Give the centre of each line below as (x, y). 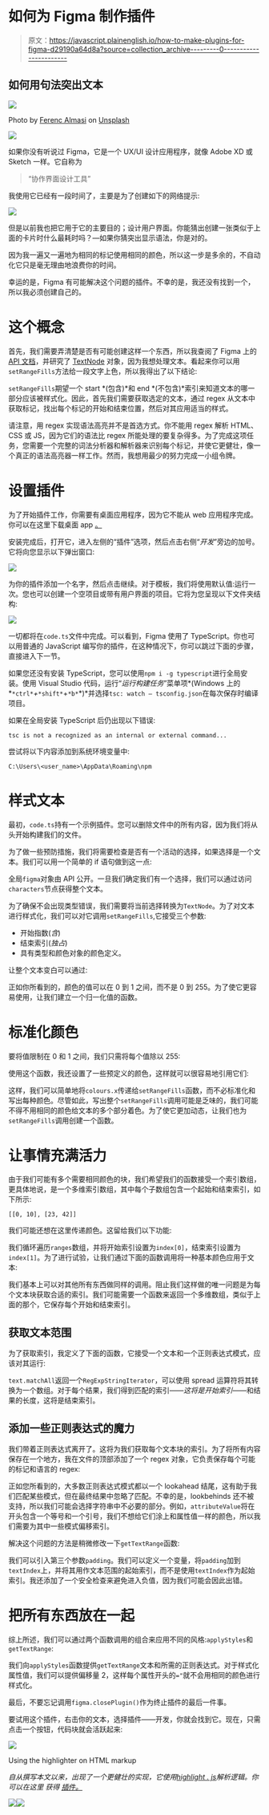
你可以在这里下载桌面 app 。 (55, 524)
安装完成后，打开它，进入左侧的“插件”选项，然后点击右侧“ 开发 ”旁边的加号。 (134, 542)
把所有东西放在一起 (72, 1616)
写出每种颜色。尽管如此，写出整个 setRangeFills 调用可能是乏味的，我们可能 (133, 1100)
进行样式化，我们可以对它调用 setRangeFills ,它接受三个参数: (107, 916)
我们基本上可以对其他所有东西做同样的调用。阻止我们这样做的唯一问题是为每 (134, 1285)
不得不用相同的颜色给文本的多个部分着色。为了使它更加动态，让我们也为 (127, 1110)
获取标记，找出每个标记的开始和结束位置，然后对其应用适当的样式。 (120, 408)
